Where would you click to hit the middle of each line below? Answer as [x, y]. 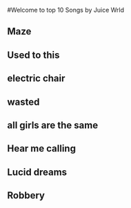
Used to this [33, 55]
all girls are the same [53, 125]
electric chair [36, 79]
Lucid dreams [37, 172]
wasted [23, 102]
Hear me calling [41, 148]
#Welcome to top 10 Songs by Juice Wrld [66, 10]
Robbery [26, 196]
